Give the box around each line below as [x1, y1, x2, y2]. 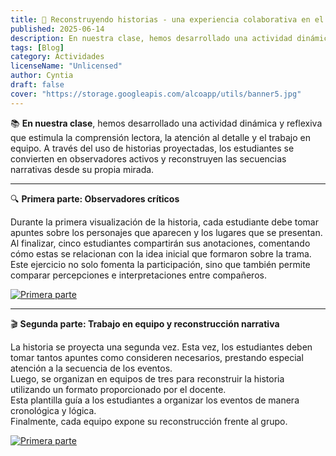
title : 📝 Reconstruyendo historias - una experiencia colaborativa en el [10, 14, 325, 25]
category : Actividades [10, 52, 105, 62]
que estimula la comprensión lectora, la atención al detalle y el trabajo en [10, 131, 311, 143]
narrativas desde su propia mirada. [10, 163, 155, 175]
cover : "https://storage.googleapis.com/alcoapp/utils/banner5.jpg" [10, 89, 302, 99]
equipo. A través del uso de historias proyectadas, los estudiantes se [10, 142, 295, 154]
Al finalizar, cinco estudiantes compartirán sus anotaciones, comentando [10, 237, 311, 249]
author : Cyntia [10, 71, 74, 81]
